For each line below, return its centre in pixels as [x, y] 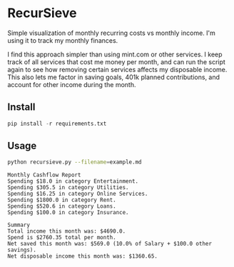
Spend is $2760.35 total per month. [62, 238]
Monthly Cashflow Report [44, 175]
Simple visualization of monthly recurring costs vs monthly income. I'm [112, 33]
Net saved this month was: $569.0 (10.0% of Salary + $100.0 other [110, 244]
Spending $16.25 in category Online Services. [78, 194]
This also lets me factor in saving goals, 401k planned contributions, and [113, 77]
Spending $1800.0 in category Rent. [62, 200]
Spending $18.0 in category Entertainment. [73, 181]
